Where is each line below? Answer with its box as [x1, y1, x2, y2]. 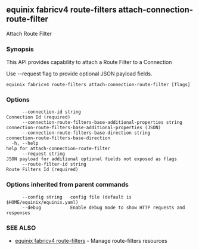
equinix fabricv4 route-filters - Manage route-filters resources [14, 237, 168, 244]
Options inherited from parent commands [6, 181, 129, 189]
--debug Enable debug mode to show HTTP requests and [21, 205, 185, 211]
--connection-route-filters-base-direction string [21, 130, 151, 136]
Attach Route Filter [6, 30, 52, 37]
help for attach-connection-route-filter [6, 146, 111, 152]
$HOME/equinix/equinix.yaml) [6, 199, 79, 205]
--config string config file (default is [21, 194, 132, 200]
